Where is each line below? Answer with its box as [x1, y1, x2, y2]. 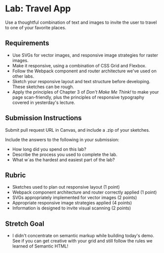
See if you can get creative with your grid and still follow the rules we [12, 238, 153, 244]
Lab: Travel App [5, 3, 71, 14]
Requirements [5, 39, 49, 48]
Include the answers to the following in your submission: [5, 137, 120, 143]
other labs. [12, 73, 34, 79]
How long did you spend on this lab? [12, 146, 87, 152]
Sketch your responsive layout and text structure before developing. [12, 78, 151, 84]
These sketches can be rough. [12, 84, 74, 90]
